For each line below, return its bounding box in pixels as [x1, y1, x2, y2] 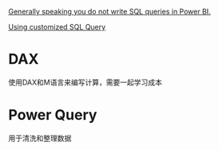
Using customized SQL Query [8, 22, 106, 31]
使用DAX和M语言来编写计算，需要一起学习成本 [8, 77, 162, 87]
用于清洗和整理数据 [8, 133, 72, 143]
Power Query [8, 106, 98, 124]
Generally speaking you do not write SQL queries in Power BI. [8, 7, 211, 16]
